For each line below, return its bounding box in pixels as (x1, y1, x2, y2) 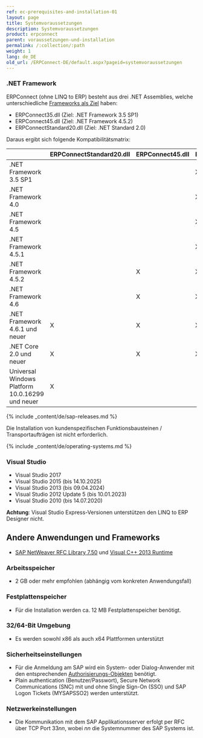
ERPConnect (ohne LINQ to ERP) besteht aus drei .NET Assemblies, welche (6, 93, 193, 100)
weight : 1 (6, 48, 31, 54)
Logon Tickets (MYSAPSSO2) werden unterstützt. (14, 690, 140, 697)
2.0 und (9, 350, 32, 358)
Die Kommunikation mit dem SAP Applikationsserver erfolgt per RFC (14, 718, 185, 725)
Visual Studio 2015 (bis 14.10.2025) (14, 478, 102, 485)
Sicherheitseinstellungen (6, 650, 82, 658)
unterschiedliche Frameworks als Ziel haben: (6, 99, 118, 106)
